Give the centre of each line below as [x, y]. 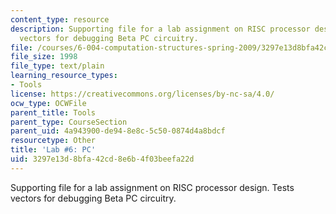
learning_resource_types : [64, 76]
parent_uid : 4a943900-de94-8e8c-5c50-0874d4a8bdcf [118, 131]
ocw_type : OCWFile [48, 103]
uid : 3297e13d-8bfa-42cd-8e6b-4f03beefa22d [102, 159]
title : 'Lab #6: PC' [53, 150]
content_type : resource [60, 19]
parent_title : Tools [53, 112]
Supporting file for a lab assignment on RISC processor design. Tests [152, 187]
